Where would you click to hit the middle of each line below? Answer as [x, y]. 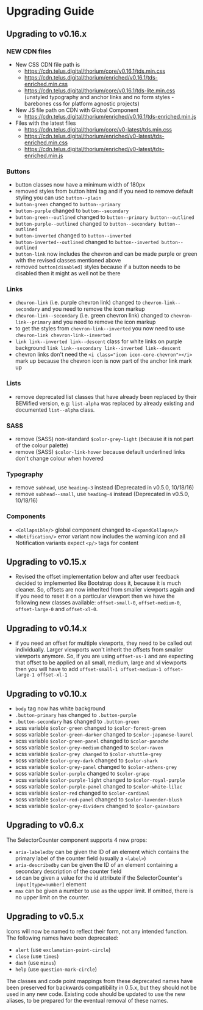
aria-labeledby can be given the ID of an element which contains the [102, 852]
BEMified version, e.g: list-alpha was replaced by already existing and [105, 403]
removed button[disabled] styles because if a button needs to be [98, 267]
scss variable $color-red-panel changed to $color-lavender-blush [99, 800]
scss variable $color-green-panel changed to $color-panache [92, 741]
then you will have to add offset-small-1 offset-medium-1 [88, 669]
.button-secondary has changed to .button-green [77, 722]
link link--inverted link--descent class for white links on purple [99, 341]
